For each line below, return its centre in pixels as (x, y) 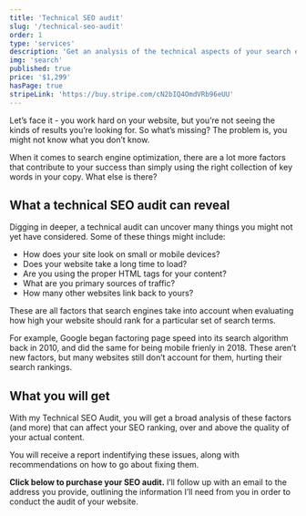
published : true (40, 69)
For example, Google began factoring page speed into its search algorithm (149, 338)
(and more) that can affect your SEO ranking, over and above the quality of (149, 428)
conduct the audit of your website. (74, 501)
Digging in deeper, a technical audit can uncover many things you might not (151, 227)
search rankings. (41, 367)
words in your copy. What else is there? (83, 176)
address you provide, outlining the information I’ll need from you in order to (150, 492)
